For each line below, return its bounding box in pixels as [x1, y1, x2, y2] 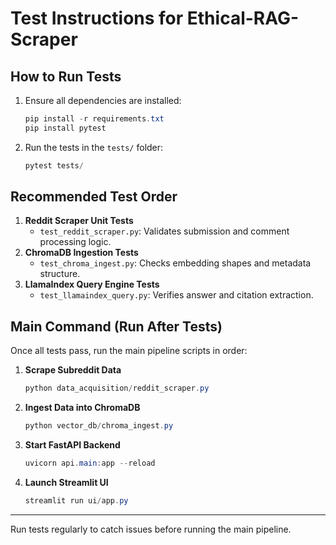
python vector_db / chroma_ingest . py [24, 421, 174, 431]
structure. [39, 268, 81, 280]
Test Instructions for [10, 7, 184, 30]
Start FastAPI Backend [24, 439, 121, 451]
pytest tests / [24, 160, 84, 171]
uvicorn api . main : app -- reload [24, 458, 156, 468]
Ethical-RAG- [186, 7, 300, 30]
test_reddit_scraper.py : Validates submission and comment [39, 225, 290, 237]
